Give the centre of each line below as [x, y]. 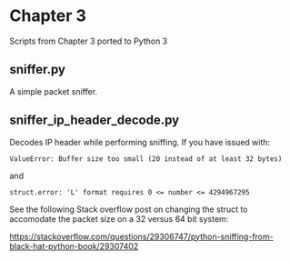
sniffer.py [38, 70]
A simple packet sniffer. [54, 91]
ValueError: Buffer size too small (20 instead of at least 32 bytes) [146, 159]
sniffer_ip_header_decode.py [95, 120]
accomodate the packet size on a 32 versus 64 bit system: [119, 218]
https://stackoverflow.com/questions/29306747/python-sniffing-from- [142, 236]
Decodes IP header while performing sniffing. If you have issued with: [140, 142]
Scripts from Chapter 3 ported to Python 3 [89, 41]
